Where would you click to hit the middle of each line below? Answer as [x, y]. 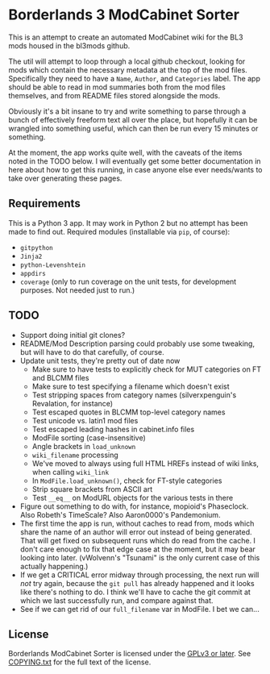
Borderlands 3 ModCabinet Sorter [124, 15]
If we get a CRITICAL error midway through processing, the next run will [139, 575]
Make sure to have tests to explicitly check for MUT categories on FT [147, 369]
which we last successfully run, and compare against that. [116, 600]
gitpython [37, 248]
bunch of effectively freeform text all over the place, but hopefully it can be [133, 119]
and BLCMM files [60, 377]
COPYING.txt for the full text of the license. [80, 662]
